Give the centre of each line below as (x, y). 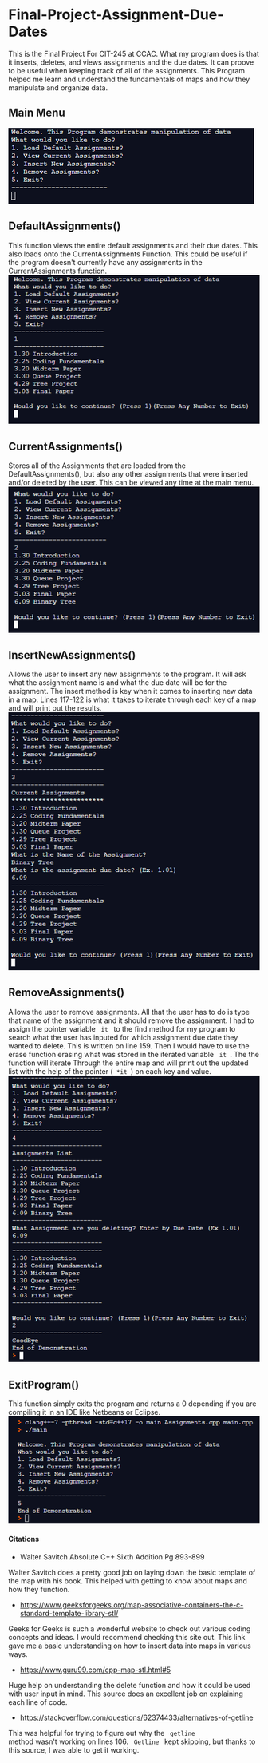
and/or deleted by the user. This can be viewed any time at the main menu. (131, 483)
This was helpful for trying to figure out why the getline (102, 1733)
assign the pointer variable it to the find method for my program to (122, 1028)
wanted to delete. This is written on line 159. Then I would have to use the (129, 1046)
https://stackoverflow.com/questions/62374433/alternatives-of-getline (136, 1717)
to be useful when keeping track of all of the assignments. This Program (127, 70)
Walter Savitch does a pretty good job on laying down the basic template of (132, 1572)
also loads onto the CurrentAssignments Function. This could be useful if (128, 254)
